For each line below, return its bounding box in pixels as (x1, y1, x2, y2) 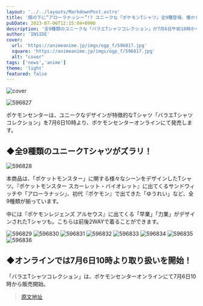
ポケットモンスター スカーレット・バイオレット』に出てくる (19, 183, 169, 190)
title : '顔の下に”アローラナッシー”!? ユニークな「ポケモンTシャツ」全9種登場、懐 (6, 15, 191, 21)
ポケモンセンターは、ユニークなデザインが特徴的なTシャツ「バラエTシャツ (6, 111, 193, 119)
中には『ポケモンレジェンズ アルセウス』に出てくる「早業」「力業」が (6, 210, 179, 218)
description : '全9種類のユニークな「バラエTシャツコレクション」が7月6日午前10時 (6, 25, 192, 32)
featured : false (6, 71, 47, 77)
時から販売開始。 (6, 280, 49, 287)
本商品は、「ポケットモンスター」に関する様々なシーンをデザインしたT (6, 175, 182, 182)
